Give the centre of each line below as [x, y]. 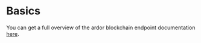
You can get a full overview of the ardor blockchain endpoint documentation [101, 27]
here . [13, 33]
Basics [24, 11]
